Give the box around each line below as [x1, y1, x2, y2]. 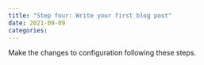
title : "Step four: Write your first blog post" [8, 11, 172, 20]
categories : [8, 26, 48, 34]
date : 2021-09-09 [8, 19, 66, 27]
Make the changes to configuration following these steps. [8, 48, 197, 58]
